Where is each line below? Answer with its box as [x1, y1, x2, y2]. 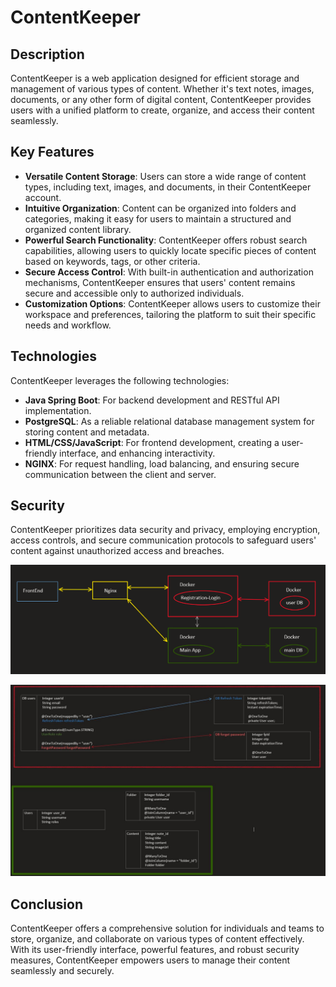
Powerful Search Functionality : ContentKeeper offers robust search [24, 234, 308, 246]
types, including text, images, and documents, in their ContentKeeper [24, 181, 312, 193]
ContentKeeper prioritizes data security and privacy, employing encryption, [10, 524, 321, 536]
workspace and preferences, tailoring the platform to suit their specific [24, 308, 317, 320]
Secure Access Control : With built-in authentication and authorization [24, 266, 314, 278]
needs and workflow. [24, 319, 112, 331]
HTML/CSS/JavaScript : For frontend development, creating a [24, 436, 280, 448]
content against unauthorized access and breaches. [10, 545, 225, 557]
